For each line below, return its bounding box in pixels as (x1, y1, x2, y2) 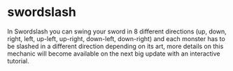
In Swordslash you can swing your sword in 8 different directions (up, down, (7, 27, 227, 35)
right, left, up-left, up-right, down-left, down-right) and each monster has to (7, 34, 225, 42)
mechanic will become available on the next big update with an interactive (7, 49, 220, 58)
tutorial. (7, 56, 29, 65)
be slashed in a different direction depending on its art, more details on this (7, 42, 224, 50)
